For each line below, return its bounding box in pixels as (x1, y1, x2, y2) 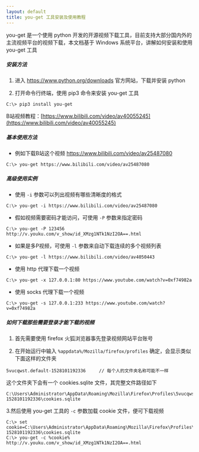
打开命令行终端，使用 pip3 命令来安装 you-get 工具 (14, 90, 139, 97)
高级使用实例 (6, 175, 37, 182)
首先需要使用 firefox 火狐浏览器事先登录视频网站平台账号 (14, 335, 153, 342)
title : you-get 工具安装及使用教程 (6, 14, 86, 20)
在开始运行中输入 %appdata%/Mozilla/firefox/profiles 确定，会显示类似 (14, 347, 191, 354)
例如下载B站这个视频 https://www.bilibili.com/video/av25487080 (14, 150, 173, 157)
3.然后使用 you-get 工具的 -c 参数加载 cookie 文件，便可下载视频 (6, 407, 164, 415)
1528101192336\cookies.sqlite (6, 396, 81, 402)
